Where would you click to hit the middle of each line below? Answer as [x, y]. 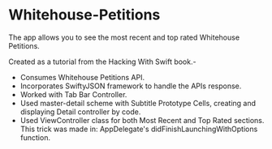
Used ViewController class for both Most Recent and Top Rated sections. [142, 120]
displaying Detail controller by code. [80, 112]
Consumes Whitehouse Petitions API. [82, 77]
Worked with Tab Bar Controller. [73, 94]
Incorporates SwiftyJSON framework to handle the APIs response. [131, 86]
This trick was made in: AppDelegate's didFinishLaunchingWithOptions [139, 129]
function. [35, 137]
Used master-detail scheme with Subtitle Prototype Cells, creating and [138, 103]
